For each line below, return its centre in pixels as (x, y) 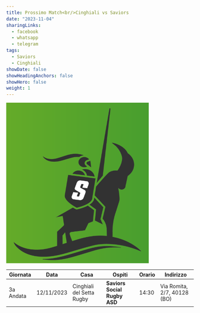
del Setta (83, 293)
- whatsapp (25, 38)
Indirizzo (176, 274)
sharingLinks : (24, 25)
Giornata (20, 274)
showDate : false (26, 69)
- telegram (25, 44)
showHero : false (26, 82)
